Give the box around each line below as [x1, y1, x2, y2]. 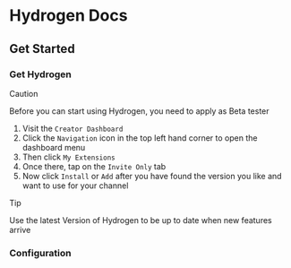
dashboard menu [21, 142, 86, 152]
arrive [9, 224, 31, 235]
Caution [9, 88, 39, 99]
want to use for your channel [21, 180, 129, 191]
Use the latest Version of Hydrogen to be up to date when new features [9, 214, 272, 225]
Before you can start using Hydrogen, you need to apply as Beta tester [9, 105, 270, 117]
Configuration [9, 246, 72, 259]
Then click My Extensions [21, 151, 116, 162]
